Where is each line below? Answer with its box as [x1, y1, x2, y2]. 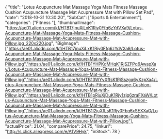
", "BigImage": [51, 40, 80, 46]
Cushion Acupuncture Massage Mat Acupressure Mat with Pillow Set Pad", [5, 9, 154, 15]
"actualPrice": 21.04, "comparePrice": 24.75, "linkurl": [5, 123, 113, 129]
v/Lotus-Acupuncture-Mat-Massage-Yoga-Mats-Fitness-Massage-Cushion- [5, 66, 158, 72]
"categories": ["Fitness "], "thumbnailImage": [5, 20, 95, 25]
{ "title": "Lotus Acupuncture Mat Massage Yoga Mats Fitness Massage [5, 4, 147, 10]
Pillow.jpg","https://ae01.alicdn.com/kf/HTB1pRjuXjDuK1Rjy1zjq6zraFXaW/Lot [5, 92, 158, 98]
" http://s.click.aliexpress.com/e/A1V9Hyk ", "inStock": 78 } [5, 129, 120, 134]
